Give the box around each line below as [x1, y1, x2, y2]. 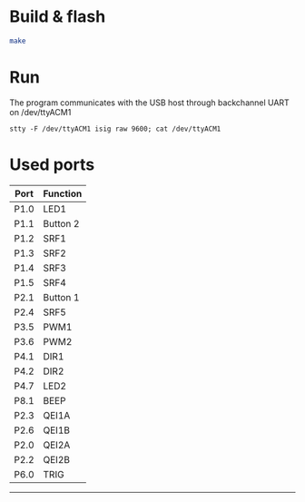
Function [43, 187, 83, 200]
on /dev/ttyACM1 [9, 106, 72, 117]
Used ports [9, 154, 95, 174]
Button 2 [43, 217, 80, 230]
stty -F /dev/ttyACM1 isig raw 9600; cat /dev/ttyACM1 [9, 124, 221, 133]
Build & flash [9, 6, 106, 27]
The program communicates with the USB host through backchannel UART [9, 97, 290, 108]
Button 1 [43, 290, 80, 303]
